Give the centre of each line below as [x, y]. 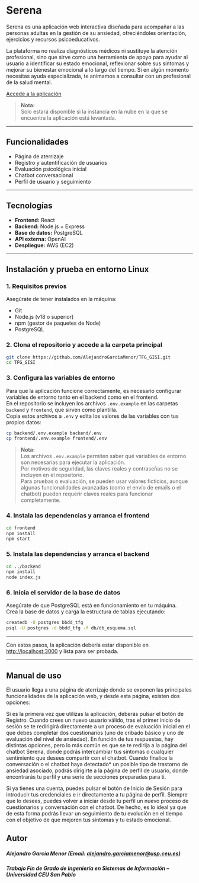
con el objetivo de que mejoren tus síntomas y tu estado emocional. [89, 820]
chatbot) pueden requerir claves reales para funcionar [87, 494]
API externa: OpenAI [40, 239]
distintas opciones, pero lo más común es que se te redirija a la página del [97, 746]
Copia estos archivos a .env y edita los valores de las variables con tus [92, 416]
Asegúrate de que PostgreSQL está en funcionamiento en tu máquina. [92, 606]
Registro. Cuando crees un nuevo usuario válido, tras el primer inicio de [93, 720]
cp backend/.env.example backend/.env [54, 433]
